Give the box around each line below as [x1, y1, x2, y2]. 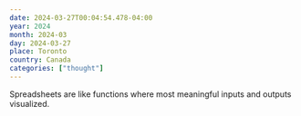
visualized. [9, 98, 50, 109]
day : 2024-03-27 [9, 38, 71, 48]
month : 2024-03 [9, 30, 67, 39]
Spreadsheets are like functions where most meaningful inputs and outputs [9, 88, 292, 100]
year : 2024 [9, 22, 51, 31]
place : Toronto [9, 47, 67, 56]
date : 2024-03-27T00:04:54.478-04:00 [9, 13, 153, 23]
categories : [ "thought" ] [9, 64, 104, 73]
